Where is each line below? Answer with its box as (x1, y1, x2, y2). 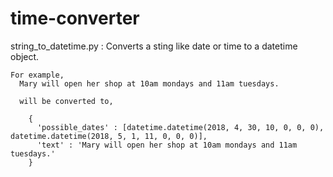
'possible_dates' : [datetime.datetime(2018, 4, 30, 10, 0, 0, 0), (36, 122, 325, 132)
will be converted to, (19, 96, 114, 106)
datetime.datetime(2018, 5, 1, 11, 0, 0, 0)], (10, 131, 208, 141)
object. (10, 50, 40, 62)
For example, (10, 70, 65, 80)
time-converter (10, 7, 140, 30)
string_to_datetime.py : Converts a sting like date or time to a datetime (10, 40, 298, 52)
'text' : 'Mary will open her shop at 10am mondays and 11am (36, 140, 298, 150)
